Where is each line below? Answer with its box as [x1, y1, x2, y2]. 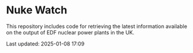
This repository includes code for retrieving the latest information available [6, 23, 188, 30]
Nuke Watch [6, 3, 68, 17]
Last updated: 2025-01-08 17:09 [6, 40, 84, 47]
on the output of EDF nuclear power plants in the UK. [6, 29, 135, 36]
